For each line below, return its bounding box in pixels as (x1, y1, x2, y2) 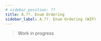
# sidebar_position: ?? (5, 7, 56, 12)
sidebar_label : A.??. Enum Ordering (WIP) (5, 16, 96, 21)
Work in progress (17, 30, 54, 36)
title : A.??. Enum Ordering (5, 12, 65, 17)
